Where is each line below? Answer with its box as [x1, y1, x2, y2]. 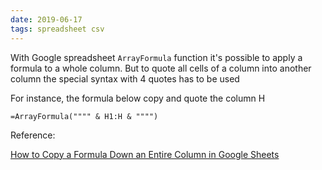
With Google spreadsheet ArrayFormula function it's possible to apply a [10, 51, 303, 63]
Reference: [10, 129, 56, 141]
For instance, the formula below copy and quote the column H [10, 92, 266, 104]
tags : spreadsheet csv [10, 24, 105, 34]
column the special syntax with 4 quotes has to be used [10, 72, 240, 85]
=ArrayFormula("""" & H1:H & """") [10, 111, 159, 121]
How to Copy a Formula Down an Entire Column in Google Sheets [10, 148, 280, 160]
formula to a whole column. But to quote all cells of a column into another [10, 62, 312, 74]
